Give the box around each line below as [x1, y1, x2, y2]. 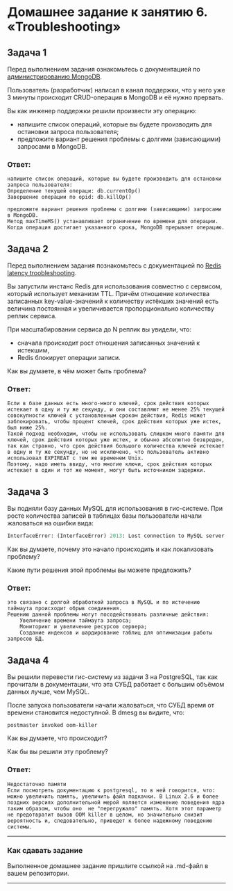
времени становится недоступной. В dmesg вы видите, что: [7, 708, 185, 717]
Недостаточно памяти [7, 780, 67, 787]
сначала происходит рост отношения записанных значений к [17, 338, 200, 348]
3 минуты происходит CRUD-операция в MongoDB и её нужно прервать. [7, 93, 224, 101]
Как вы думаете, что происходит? [7, 734, 107, 742]
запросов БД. [7, 635, 45, 643]
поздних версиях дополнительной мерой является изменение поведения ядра [7, 799, 225, 806]
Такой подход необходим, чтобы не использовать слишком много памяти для [7, 430, 225, 438]
